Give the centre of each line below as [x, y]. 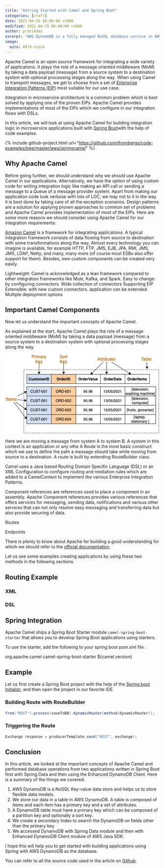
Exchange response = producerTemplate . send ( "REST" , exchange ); [71, 737]
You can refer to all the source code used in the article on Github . [71, 861]
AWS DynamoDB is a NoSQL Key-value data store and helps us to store [84, 789]
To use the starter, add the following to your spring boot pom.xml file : [76, 647]
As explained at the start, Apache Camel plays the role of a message [74, 331]
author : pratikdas [24, 31]
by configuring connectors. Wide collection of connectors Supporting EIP [79, 284]
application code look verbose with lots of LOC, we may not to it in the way [81, 196]
